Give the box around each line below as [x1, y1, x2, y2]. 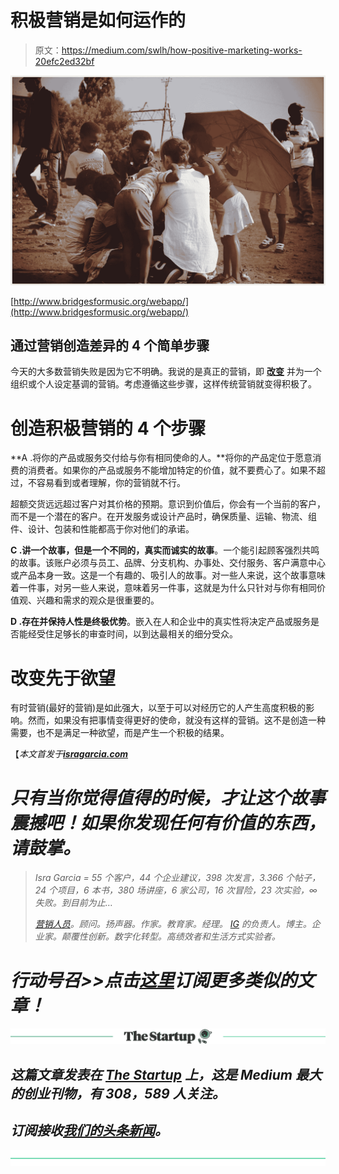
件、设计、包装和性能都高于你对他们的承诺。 [10, 523, 195, 535]
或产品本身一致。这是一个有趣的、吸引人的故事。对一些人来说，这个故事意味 [10, 569, 326, 581]
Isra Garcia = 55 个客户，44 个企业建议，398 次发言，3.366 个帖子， [34, 872, 322, 884]
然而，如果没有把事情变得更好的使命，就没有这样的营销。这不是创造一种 [27, 714, 326, 726]
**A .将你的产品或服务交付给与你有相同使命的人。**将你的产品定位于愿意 [10, 452, 313, 464]
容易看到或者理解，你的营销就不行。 [36, 477, 186, 489]
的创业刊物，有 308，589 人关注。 [10, 1085, 226, 1102]
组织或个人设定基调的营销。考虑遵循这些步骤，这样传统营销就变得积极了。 [10, 378, 317, 390]
